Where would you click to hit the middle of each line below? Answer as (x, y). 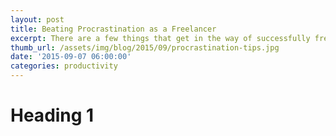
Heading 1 (52, 115)
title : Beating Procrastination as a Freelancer (113, 29)
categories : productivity (64, 66)
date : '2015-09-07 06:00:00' (71, 57)
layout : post (37, 19)
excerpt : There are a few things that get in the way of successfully (160, 38)
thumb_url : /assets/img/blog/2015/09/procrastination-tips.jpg (145, 47)
